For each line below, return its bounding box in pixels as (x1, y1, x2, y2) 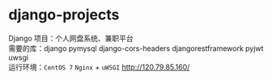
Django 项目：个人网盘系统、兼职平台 (8, 33, 134, 43)
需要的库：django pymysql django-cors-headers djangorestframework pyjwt (8, 43, 264, 53)
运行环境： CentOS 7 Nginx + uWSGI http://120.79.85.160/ (8, 62, 190, 72)
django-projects (8, 6, 120, 24)
